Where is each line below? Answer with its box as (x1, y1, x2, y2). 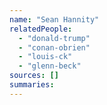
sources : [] (9, 71, 59, 81)
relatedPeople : (9, 24, 73, 34)
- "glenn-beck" (18, 61, 82, 71)
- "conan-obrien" (18, 42, 91, 53)
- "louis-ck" (18, 52, 73, 62)
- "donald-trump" (18, 33, 91, 43)
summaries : (9, 80, 55, 90)
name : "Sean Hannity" (9, 14, 100, 25)
